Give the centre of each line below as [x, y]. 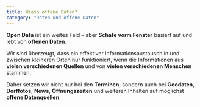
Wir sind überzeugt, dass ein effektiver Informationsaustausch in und [93, 53]
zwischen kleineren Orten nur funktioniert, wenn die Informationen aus [95, 60]
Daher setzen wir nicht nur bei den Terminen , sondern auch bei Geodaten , [101, 84]
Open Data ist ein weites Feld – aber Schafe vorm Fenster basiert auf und [99, 35]
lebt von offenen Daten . [37, 41]
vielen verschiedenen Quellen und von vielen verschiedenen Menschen [99, 66]
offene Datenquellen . [34, 97]
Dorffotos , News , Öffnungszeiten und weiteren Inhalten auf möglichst [95, 91]
